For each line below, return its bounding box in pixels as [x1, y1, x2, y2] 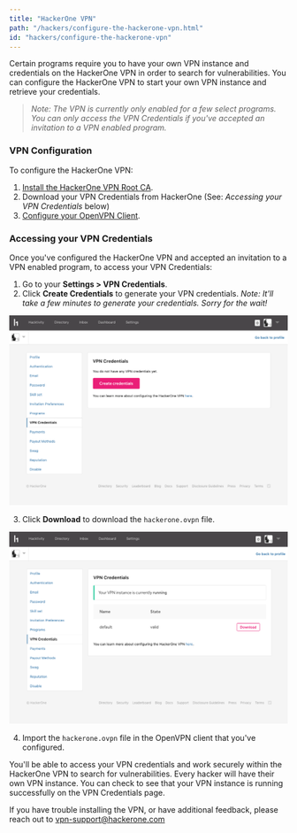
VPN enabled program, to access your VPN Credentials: [9, 261, 213, 272]
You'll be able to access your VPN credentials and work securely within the [9, 760, 283, 769]
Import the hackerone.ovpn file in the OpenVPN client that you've [21, 733, 256, 743]
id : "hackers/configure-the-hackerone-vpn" [9, 33, 172, 42]
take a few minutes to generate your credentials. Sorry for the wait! [21, 297, 268, 308]
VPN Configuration [9, 144, 93, 157]
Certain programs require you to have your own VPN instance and [9, 58, 249, 69]
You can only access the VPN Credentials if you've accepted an [30, 113, 265, 124]
